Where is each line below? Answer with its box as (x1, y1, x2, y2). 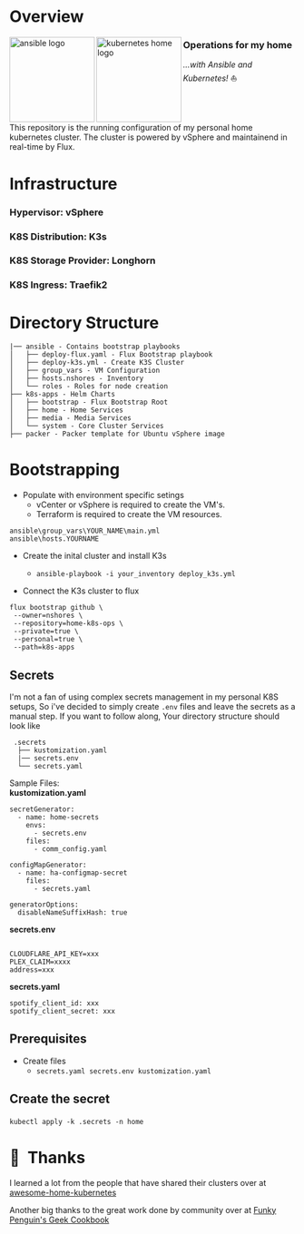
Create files (22, 1055, 66, 1066)
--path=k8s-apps (13, 642, 75, 652)
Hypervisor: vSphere (9, 206, 104, 219)
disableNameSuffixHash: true (17, 908, 128, 917)
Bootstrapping (9, 460, 121, 480)
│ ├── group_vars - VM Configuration (9, 366, 161, 376)
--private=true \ (13, 627, 79, 636)
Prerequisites (9, 1032, 87, 1047)
